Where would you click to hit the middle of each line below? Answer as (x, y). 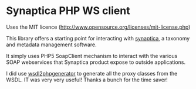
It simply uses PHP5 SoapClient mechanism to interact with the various (92, 56)
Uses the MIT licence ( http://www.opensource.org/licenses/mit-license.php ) (98, 27)
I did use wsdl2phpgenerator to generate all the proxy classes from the (92, 73)
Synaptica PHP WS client (68, 11)
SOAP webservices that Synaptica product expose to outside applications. (96, 62)
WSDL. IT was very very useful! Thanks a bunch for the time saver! (87, 80)
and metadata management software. (51, 44)
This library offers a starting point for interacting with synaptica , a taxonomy (98, 38)
